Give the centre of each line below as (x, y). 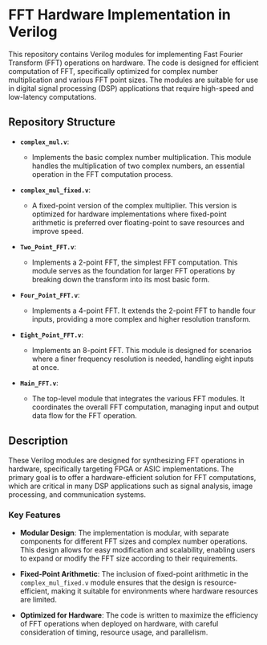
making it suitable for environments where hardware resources (155, 591)
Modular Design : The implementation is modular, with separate (124, 532)
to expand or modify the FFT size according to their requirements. (129, 558)
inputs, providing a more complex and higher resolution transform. (141, 318)
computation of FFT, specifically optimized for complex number (113, 71)
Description (38, 441)
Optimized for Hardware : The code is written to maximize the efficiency (139, 615)
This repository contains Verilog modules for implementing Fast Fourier (125, 54)
